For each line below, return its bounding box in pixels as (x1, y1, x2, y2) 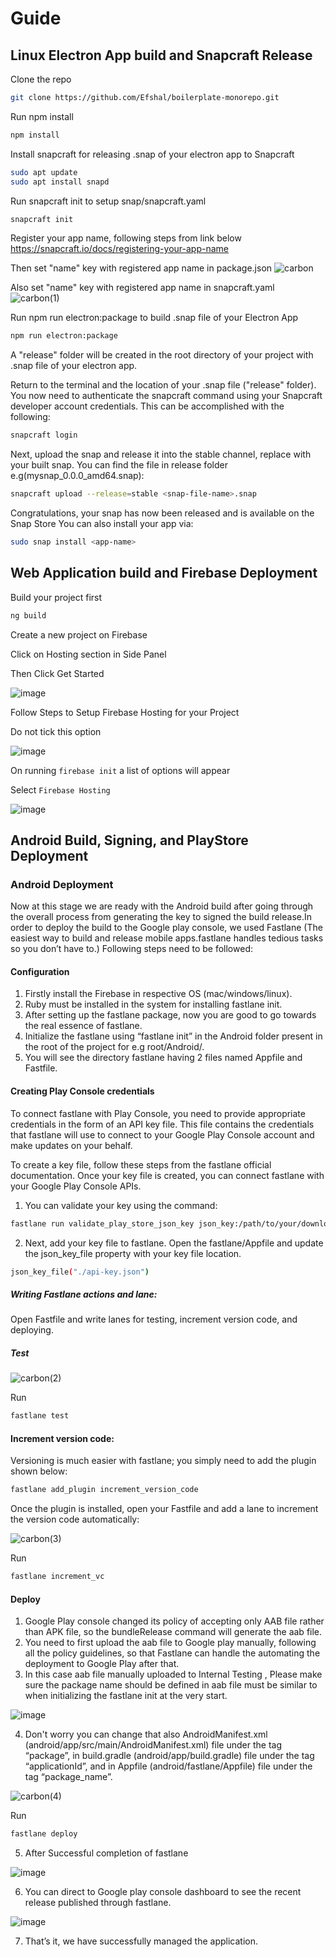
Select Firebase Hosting (10, 783, 111, 796)
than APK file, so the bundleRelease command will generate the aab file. (24, 1626, 323, 1638)
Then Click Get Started (10, 667, 105, 679)
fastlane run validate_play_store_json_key (10, 1218, 195, 1229)
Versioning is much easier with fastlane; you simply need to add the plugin (10, 1455, 317, 1467)
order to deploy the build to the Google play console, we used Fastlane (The (10, 922, 323, 934)
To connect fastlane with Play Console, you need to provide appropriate (10, 1107, 306, 1119)
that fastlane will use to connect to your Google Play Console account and (10, 1128, 315, 1141)
